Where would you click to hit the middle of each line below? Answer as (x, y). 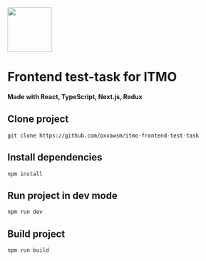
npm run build (29, 250)
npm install (25, 174)
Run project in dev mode (62, 195)
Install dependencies (55, 157)
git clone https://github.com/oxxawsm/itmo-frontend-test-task (103, 135)
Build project (36, 234)
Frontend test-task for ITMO (92, 77)
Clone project (38, 119)
